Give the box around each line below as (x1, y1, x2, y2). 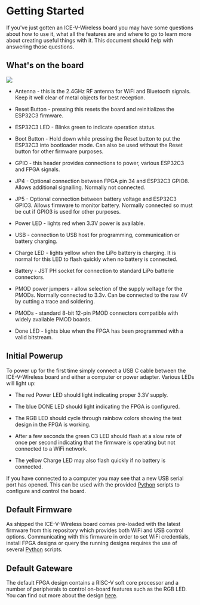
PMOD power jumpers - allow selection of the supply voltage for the (14, 285, 183, 292)
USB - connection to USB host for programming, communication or (14, 231, 180, 238)
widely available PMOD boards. (14, 315, 92, 323)
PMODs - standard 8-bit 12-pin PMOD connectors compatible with (14, 309, 179, 317)
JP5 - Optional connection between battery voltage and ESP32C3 (14, 195, 177, 202)
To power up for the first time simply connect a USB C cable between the (6, 367, 186, 374)
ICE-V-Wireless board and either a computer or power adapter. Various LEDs (6, 373, 195, 381)
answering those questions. (6, 43, 75, 50)
